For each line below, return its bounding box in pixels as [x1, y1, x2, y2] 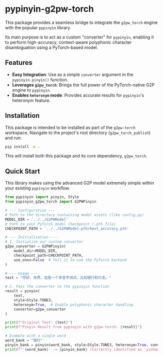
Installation [5, 112, 40, 120]
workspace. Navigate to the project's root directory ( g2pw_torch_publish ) [5, 130, 151, 135]
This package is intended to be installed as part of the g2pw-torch [5, 124, 136, 130]
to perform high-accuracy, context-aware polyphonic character [5, 39, 132, 45]
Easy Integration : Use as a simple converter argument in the [12, 72, 133, 77]
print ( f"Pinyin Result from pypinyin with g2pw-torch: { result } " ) [5, 325, 142, 330]
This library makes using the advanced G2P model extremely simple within [5, 180, 154, 186]
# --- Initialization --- [5, 235, 57, 240]
